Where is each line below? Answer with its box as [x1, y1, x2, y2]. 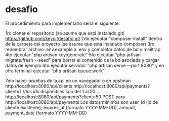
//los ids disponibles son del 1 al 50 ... [22, 88, 101, 94]
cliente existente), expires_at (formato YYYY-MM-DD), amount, [5, 104, 137, 110]
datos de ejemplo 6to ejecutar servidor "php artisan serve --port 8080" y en [5, 62, 164, 68]
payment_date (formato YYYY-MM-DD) [5, 110, 87, 116]
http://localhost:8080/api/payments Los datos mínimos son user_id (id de [5, 99, 158, 105]
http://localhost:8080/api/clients [5, 83, 72, 89]
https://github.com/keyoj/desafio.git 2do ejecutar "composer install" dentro [5, 35, 162, 42]
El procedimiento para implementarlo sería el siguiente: [5, 20, 120, 26]
